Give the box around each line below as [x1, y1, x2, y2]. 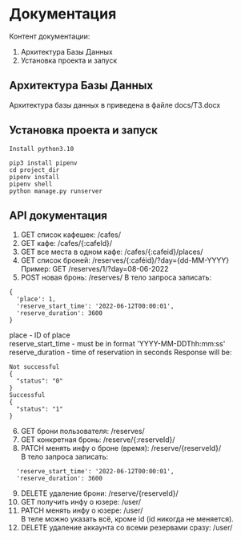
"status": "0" [16, 377, 63, 386]
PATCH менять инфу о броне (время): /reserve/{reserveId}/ [20, 444, 222, 453]
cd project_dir [9, 166, 60, 174]
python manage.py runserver [9, 186, 103, 195]
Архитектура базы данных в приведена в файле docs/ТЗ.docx [9, 100, 221, 109]
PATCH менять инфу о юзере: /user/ [20, 505, 143, 515]
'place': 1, [16, 295, 57, 304]
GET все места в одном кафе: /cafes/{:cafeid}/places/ [20, 247, 203, 257]
